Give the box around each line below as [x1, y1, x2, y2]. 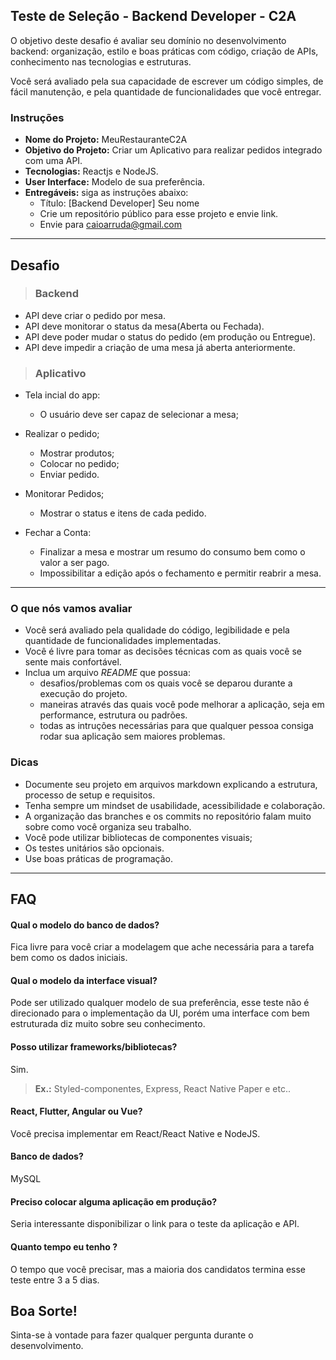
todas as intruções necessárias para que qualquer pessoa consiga [39, 720, 314, 732]
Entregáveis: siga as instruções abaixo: [24, 187, 189, 199]
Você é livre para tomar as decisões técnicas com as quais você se [24, 645, 302, 658]
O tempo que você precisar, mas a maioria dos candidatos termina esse [10, 1263, 307, 1275]
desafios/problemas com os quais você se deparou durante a [39, 677, 293, 689]
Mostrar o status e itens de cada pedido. [39, 507, 207, 519]
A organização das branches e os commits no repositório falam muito [24, 810, 312, 822]
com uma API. [24, 155, 83, 167]
